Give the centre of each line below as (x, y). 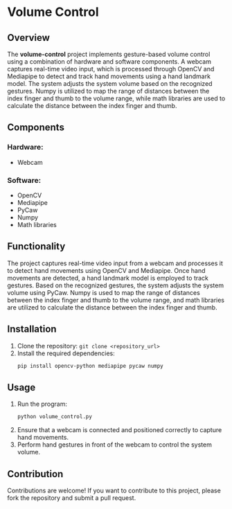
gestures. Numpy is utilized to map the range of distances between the (108, 91)
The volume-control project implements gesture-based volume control (109, 54)
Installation (32, 329)
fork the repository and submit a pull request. (72, 498)
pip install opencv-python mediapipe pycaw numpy (90, 366)
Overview (29, 38)
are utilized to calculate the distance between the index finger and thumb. (112, 307)
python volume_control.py (54, 417)
